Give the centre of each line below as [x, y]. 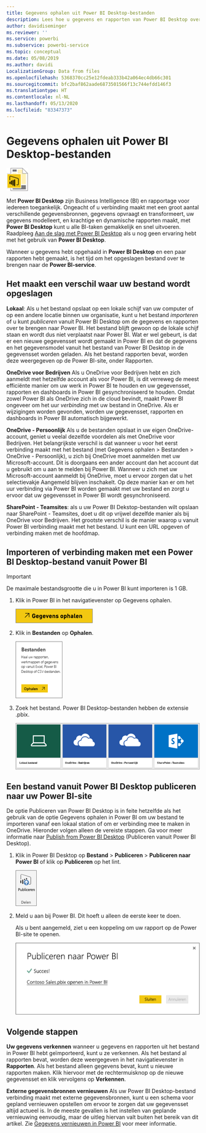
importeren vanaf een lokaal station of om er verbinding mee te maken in [98, 824]
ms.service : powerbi [33, 39]
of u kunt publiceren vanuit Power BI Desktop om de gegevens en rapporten [102, 321]
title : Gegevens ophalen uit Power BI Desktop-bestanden [81, 13]
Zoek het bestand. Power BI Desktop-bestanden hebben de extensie [102, 708]
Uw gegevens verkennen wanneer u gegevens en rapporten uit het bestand [103, 1047]
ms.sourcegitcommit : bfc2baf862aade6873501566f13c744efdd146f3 [89, 84]
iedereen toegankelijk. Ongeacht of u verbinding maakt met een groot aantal [103, 207]
